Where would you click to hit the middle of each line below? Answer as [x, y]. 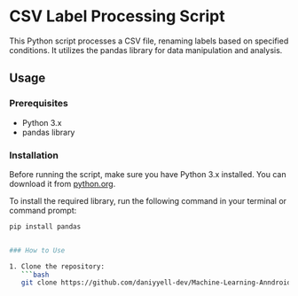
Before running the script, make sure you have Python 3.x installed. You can [148, 174]
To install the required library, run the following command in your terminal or [148, 200]
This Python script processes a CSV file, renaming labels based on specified [149, 41]
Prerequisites [39, 104]
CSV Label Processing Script [117, 16]
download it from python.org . [63, 183]
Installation [34, 155]
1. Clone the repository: [57, 266]
